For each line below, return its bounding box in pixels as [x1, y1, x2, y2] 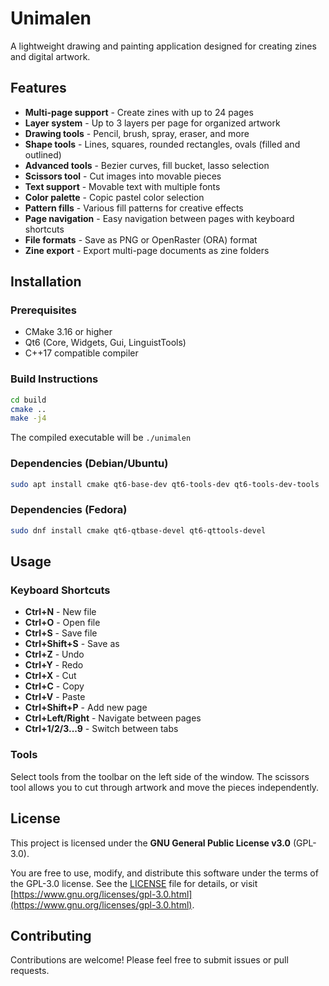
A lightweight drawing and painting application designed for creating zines [10, 40, 317, 52]
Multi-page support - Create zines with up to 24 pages [24, 106, 254, 118]
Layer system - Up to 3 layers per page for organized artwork [24, 117, 281, 129]
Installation [10, 273, 82, 291]
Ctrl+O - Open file [24, 617, 101, 629]
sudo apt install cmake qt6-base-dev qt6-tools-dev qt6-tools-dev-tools [10, 479, 320, 489]
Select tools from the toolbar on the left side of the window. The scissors [10, 770, 310, 782]
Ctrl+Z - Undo [24, 648, 85, 661]
